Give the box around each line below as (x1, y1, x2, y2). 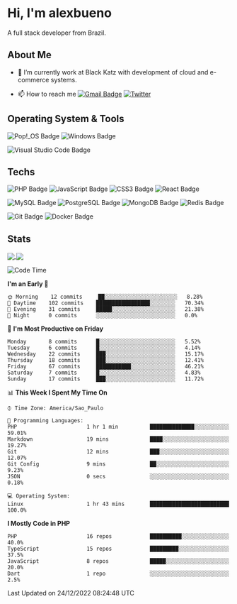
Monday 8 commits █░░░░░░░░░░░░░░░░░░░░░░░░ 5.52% (7, 339, 201, 346)
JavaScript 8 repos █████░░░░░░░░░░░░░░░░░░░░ (7, 558, 230, 565)
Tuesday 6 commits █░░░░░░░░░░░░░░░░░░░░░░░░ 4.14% (7, 344, 201, 352)
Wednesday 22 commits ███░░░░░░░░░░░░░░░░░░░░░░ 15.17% (7, 351, 204, 358)
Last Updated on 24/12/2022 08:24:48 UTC (7, 589, 134, 598)
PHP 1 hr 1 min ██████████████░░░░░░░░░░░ (7, 424, 230, 431)
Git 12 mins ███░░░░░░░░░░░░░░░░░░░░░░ (7, 449, 230, 456)
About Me (7, 49, 52, 61)
